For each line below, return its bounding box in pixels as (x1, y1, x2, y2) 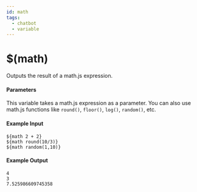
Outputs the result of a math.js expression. (6, 72, 113, 80)
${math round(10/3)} (6, 139, 59, 145)
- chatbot (12, 20, 36, 26)
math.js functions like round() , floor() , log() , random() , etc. (6, 106, 156, 113)
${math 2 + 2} (6, 133, 43, 140)
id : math (6, 9, 29, 15)
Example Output (6, 157, 49, 164)
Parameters (6, 86, 36, 93)
